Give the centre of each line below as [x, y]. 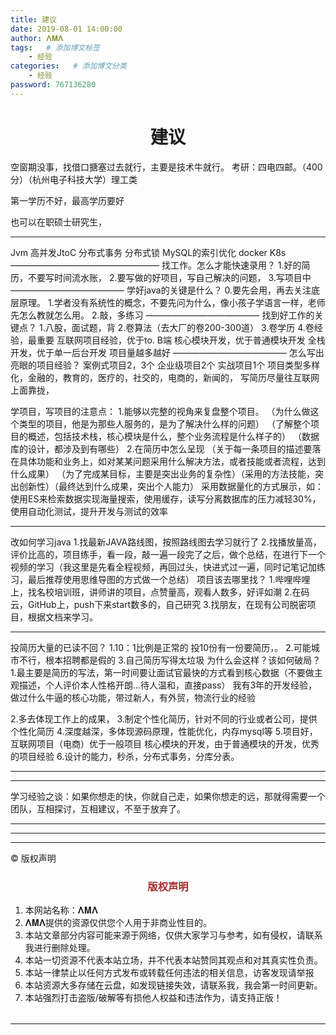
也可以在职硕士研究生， [58, 222]
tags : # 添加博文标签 [55, 47]
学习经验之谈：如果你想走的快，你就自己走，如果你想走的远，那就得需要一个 [168, 796]
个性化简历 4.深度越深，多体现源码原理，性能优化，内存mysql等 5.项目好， [164, 731]
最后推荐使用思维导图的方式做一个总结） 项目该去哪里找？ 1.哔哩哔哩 [169, 579]
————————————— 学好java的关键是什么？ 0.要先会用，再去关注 [161, 290]
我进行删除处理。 [60, 947]
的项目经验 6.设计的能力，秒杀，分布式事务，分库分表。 [125, 756]
